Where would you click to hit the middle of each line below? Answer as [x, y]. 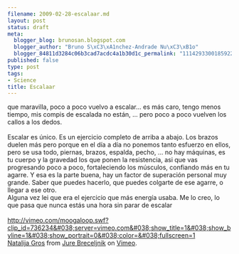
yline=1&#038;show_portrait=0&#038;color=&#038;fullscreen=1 [101, 236]
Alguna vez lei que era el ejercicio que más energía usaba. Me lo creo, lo [114, 198]
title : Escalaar [31, 87]
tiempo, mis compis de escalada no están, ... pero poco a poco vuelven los [117, 115]
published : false [33, 60]
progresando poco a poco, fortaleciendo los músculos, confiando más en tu [118, 167]
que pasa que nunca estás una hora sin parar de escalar [90, 205]
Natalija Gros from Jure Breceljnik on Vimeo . [72, 243]
